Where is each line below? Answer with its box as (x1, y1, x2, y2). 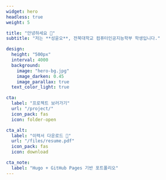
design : (6, 46, 25, 52)
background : (11, 62, 41, 68)
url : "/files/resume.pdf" (11, 138, 75, 144)
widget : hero (6, 8, 38, 15)
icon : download (11, 149, 49, 155)
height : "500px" (11, 52, 51, 57)
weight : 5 (6, 19, 31, 25)
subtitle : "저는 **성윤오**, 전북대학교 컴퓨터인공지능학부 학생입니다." (6, 36, 161, 42)
